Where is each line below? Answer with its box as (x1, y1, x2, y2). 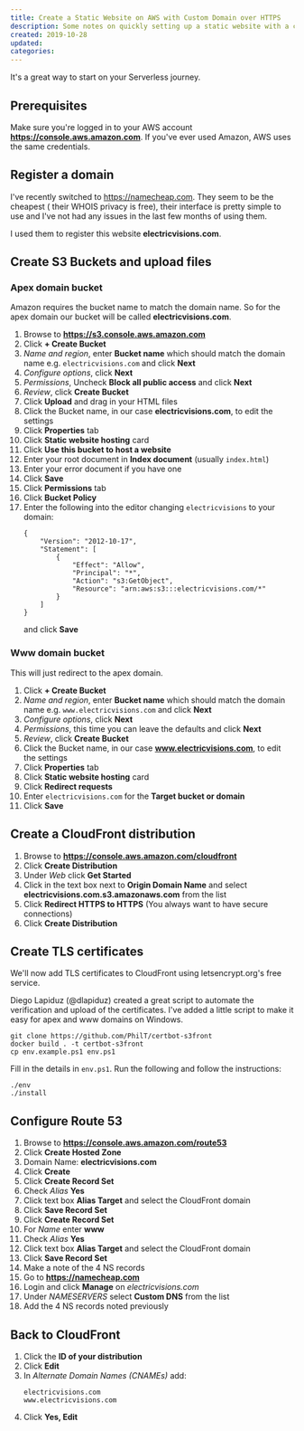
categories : (10, 47, 55, 56)
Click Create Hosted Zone (23, 1147, 122, 1158)
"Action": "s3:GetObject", (71, 576, 174, 586)
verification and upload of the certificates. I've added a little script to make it (10, 1005, 294, 1016)
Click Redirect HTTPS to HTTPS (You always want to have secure (23, 898, 269, 909)
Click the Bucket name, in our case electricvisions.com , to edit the (23, 406, 273, 417)
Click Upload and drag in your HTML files (23, 396, 179, 407)
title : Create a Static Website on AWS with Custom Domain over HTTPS (10, 13, 281, 23)
